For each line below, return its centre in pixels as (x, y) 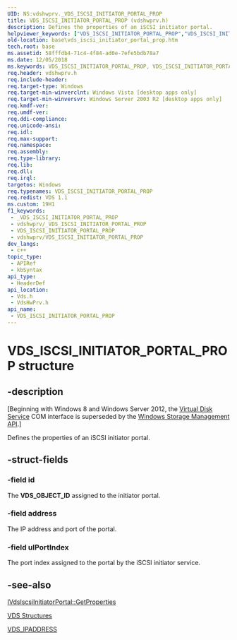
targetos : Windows (34, 184)
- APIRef (23, 263)
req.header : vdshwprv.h (42, 73)
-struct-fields (38, 460)
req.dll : (20, 171)
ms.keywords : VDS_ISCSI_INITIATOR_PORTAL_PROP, (79, 66)
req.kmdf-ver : (28, 106)
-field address (32, 514)
